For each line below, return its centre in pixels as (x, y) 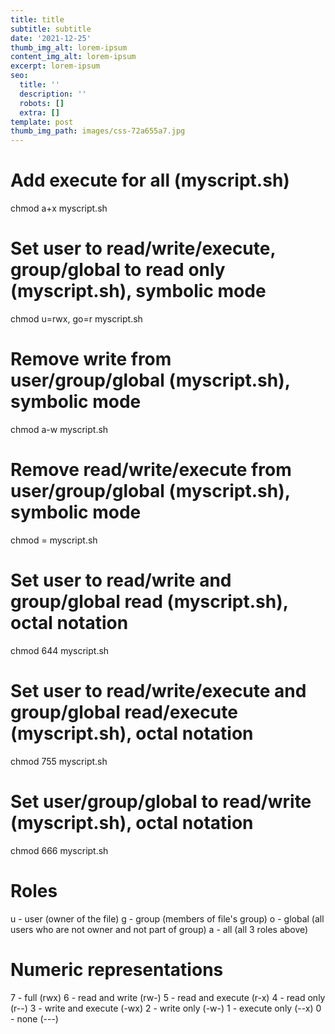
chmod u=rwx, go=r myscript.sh (76, 319)
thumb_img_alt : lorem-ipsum (69, 47)
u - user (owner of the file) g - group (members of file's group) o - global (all (167, 918)
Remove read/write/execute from (151, 470)
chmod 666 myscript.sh (59, 850)
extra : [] (39, 112)
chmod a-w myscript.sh (59, 429)
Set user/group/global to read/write (161, 801)
